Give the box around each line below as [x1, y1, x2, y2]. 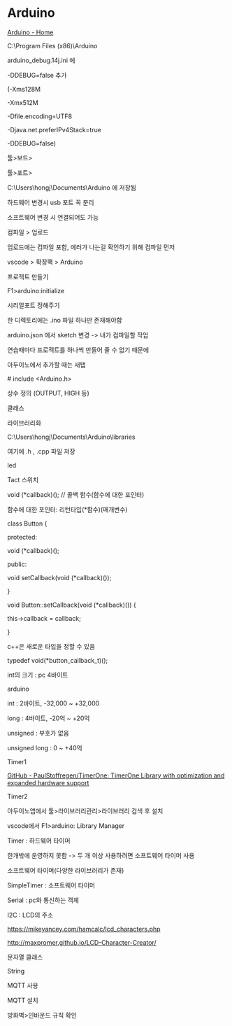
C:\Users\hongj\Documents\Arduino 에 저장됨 [7, 183, 136, 192]
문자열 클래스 [7, 953, 43, 961]
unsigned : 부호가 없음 [7, 729, 70, 737]
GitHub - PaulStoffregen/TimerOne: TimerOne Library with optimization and [7, 771, 225, 780]
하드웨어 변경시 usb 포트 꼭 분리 [7, 198, 94, 206]
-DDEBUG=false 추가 [7, 71, 67, 79]
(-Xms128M [7, 85, 41, 93]
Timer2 [7, 792, 28, 801]
